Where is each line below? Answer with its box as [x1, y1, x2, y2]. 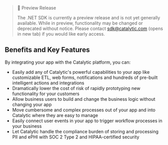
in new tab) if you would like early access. [17, 31, 105, 37]
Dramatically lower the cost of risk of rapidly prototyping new [12, 85, 141, 91]
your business [12, 123, 42, 129]
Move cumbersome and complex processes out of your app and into [12, 107, 156, 113]
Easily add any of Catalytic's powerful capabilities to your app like [12, 69, 150, 75]
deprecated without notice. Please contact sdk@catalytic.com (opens [17, 25, 163, 32]
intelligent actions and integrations [12, 79, 85, 86]
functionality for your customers [12, 91, 80, 97]
